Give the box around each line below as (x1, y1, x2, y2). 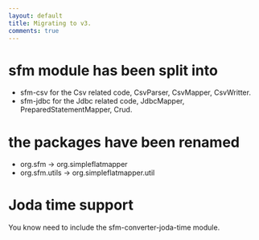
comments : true (8, 26, 60, 35)
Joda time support (8, 196, 134, 214)
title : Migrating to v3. (8, 19, 92, 27)
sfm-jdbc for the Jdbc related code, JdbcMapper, (19, 96, 185, 106)
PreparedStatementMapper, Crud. (19, 105, 133, 115)
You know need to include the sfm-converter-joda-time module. (8, 222, 220, 233)
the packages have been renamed (8, 133, 240, 151)
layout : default (8, 11, 63, 20)
